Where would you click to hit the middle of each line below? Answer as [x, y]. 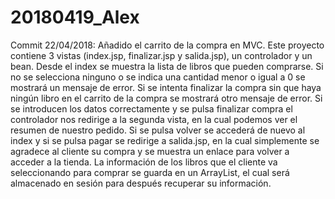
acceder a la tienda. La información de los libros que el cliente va [144, 162]
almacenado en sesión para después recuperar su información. [141, 183]
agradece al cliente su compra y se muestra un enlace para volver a [150, 151]
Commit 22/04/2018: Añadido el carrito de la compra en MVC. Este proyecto [167, 45]
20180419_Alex [75, 17]
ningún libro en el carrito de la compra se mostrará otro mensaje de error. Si [166, 98]
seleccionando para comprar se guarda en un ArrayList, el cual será [150, 172]
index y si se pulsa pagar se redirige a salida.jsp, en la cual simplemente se [165, 140]
